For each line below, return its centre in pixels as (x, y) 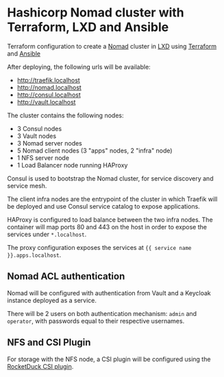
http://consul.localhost (49, 95)
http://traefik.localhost (48, 80)
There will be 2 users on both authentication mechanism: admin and (102, 313)
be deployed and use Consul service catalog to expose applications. (103, 206)
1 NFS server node (43, 158)
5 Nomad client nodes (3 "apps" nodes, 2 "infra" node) (95, 150)
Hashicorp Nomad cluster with (96, 13)
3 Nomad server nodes (49, 143)
